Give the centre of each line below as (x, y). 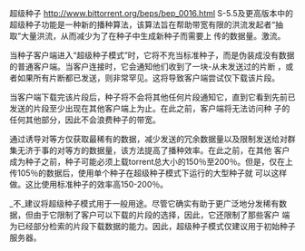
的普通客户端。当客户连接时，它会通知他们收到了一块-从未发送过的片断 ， (148, 67)
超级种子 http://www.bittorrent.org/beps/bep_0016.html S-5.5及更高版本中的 (151, 13)
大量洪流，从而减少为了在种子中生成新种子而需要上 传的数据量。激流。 (153, 36)
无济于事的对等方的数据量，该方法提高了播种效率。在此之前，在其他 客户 (153, 150)
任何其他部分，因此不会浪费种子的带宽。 (85, 120)
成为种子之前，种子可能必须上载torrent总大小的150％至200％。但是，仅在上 (151, 162)
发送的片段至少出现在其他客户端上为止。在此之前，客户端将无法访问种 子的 (150, 108)
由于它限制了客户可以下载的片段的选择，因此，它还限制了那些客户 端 (162, 215)
